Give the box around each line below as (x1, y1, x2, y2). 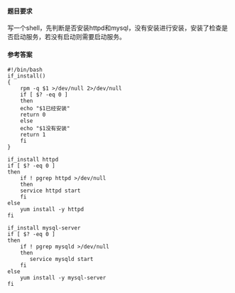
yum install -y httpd (20, 206, 84, 213)
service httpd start (20, 187, 81, 195)
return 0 (20, 111, 46, 119)
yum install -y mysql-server (20, 275, 106, 282)
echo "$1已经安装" (20, 105, 70, 112)
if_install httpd (7, 156, 59, 164)
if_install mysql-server (7, 225, 81, 232)
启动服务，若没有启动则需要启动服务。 (13, 33, 126, 41)
